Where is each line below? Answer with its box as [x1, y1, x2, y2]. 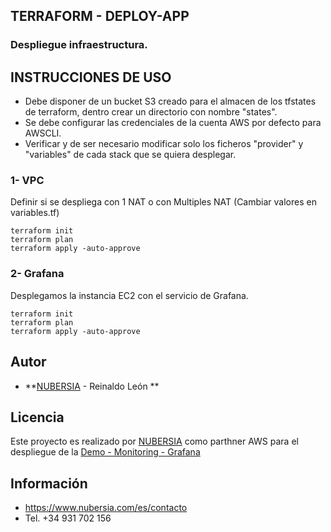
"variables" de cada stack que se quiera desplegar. [24, 149, 237, 161]
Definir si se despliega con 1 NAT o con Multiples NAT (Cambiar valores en [10, 196, 317, 208]
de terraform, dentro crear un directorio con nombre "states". [24, 106, 278, 118]
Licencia [10, 409, 65, 426]
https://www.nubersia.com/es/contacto [24, 502, 188, 514]
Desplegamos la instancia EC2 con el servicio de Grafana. [10, 289, 249, 301]
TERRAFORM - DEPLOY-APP [10, 8, 190, 25]
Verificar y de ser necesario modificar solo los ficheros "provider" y [24, 138, 304, 150]
